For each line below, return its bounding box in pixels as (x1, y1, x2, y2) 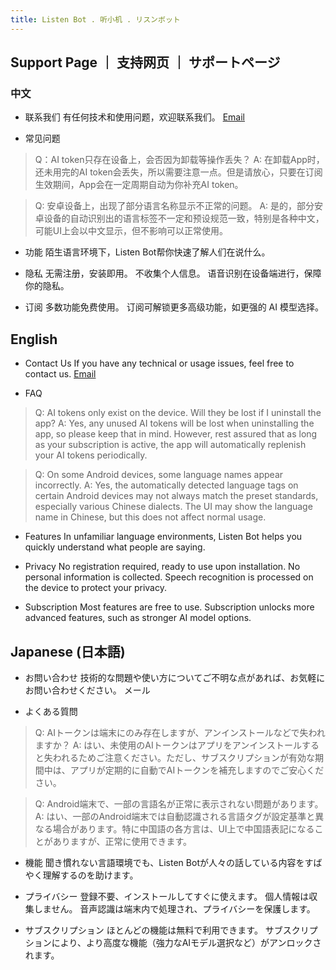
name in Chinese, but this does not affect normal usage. (34, 511, 267, 523)
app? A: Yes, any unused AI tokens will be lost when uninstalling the (34, 417, 315, 430)
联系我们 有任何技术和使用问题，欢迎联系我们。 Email (24, 111, 245, 123)
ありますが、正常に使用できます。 (52, 835, 193, 847)
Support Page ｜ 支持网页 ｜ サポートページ (10, 54, 281, 71)
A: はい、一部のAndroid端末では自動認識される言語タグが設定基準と (34, 810, 316, 822)
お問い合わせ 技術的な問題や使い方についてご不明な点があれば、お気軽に (24, 671, 326, 683)
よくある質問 (24, 705, 78, 717)
